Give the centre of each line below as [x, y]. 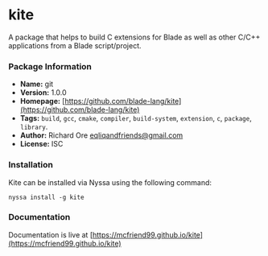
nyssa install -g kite [46, 197]
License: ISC [41, 144]
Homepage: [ [42, 101]
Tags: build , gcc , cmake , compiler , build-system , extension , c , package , [136, 118]
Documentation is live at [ [51, 234]
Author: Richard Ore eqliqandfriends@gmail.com [101, 135]
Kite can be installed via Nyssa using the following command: [110, 182]
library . [34, 127]
